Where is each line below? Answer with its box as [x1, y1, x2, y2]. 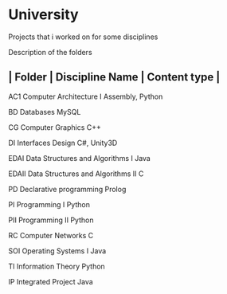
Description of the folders [8, 47, 93, 57]
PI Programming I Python [8, 199, 90, 209]
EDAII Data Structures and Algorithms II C [8, 169, 144, 178]
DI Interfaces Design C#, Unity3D [8, 138, 118, 147]
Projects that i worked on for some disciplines [8, 32, 159, 41]
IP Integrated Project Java [8, 276, 93, 286]
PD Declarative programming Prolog [8, 184, 127, 194]
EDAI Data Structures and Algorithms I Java [8, 153, 151, 163]
